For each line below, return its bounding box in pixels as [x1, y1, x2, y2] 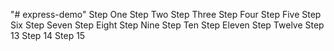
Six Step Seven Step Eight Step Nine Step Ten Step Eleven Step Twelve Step [10, 19, 325, 31]
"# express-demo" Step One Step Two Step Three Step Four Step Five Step [10, 9, 322, 20]
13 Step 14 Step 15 [10, 30, 86, 41]
